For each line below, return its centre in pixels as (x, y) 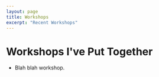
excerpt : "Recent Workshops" (42, 22)
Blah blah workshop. (40, 68)
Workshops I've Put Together (79, 51)
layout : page (22, 11)
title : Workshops (27, 17)
